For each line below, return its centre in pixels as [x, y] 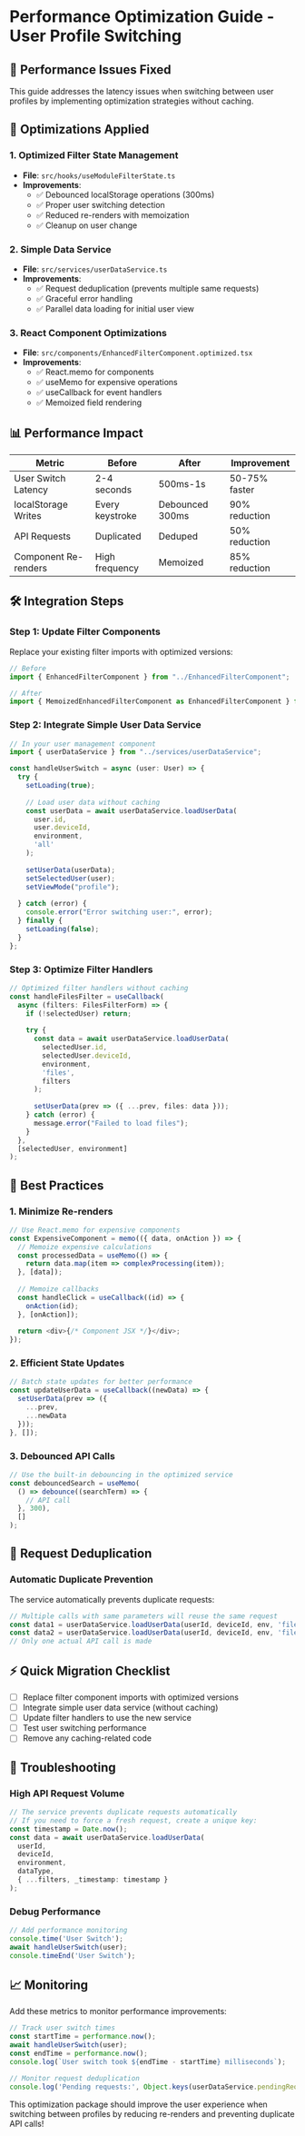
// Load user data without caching [93, 802]
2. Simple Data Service [60, 249]
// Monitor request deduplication [75, 2078]
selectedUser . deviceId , [87, 1056]
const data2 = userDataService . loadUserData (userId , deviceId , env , [142, 1633]
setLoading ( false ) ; [63, 929]
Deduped [178, 536]
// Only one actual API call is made [81, 1642]
